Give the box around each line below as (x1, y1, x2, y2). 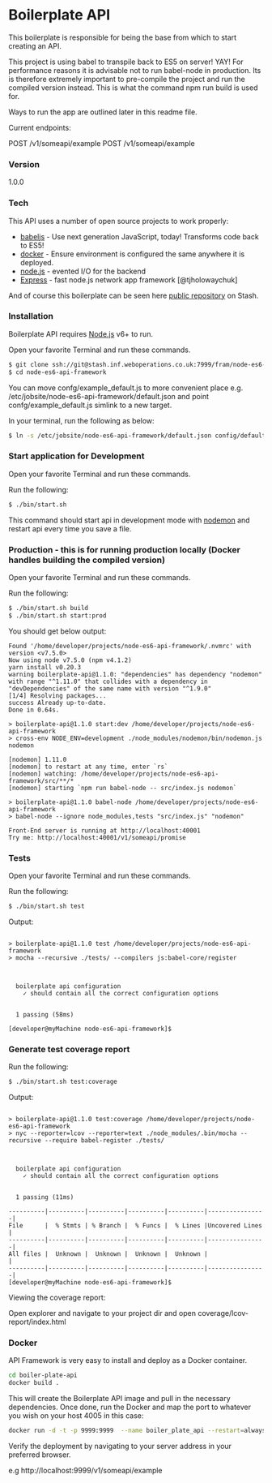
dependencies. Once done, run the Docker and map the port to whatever (8, 1402, 251, 1412)
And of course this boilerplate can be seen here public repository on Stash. (8, 290, 259, 300)
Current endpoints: (8, 123, 71, 132)
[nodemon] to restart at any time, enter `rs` (8, 763, 168, 771)
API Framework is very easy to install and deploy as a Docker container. (8, 1356, 248, 1365)
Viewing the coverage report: (8, 1292, 106, 1303)
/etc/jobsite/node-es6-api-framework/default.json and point (8, 391, 209, 401)
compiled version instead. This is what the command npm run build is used (8, 83, 258, 92)
